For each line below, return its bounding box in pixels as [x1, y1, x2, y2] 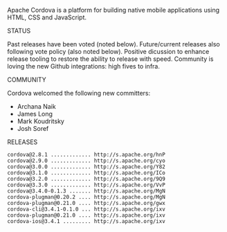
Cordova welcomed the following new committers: [7, 89, 151, 97]
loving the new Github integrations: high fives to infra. [7, 62, 161, 70]
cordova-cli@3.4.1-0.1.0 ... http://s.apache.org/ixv [7, 206, 166, 213]
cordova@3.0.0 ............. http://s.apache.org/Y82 [7, 163, 166, 170]
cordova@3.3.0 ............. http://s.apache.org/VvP [7, 181, 166, 188]
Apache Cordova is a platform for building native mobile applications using [7, 6, 220, 14]
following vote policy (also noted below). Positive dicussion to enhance [7, 48, 210, 55]
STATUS [7, 27, 31, 35]
